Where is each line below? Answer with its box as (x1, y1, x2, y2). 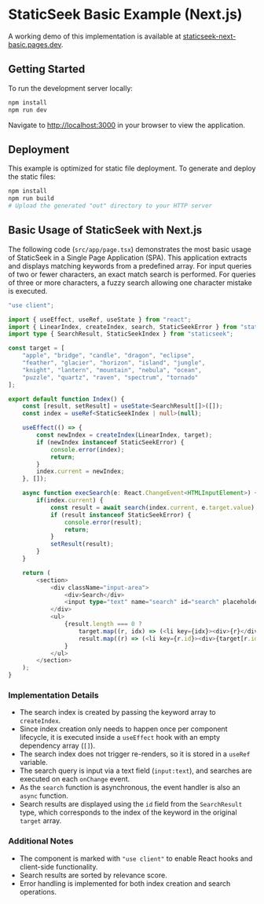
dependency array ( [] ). (19, 741, 96, 751)
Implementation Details (8, 690, 100, 701)
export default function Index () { (8, 395, 125, 403)
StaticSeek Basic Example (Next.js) (8, 5, 243, 24)
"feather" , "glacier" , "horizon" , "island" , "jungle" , (22, 359, 206, 367)
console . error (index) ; (49, 445, 125, 453)
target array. (19, 816, 62, 825)
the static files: (8, 172, 57, 181)
